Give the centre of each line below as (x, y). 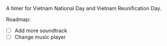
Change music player (40, 37)
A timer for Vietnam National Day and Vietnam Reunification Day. (84, 8)
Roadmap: (18, 19)
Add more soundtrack (41, 30)
